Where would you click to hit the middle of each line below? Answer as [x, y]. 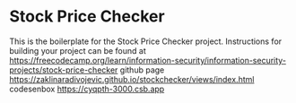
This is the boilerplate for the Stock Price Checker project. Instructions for [146, 41]
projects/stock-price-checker [64, 70]
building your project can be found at [78, 50]
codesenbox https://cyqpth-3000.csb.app [87, 89]
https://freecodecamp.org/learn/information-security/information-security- [148, 60]
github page [142, 70]
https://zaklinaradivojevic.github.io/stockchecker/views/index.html [132, 79]
